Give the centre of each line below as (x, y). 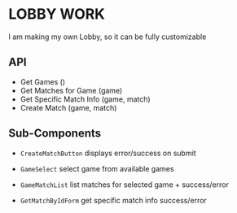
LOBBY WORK (57, 14)
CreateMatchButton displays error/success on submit (108, 153)
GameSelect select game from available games (97, 168)
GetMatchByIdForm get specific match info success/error (114, 200)
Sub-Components (55, 134)
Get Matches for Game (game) (71, 90)
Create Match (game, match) (68, 107)
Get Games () (43, 81)
